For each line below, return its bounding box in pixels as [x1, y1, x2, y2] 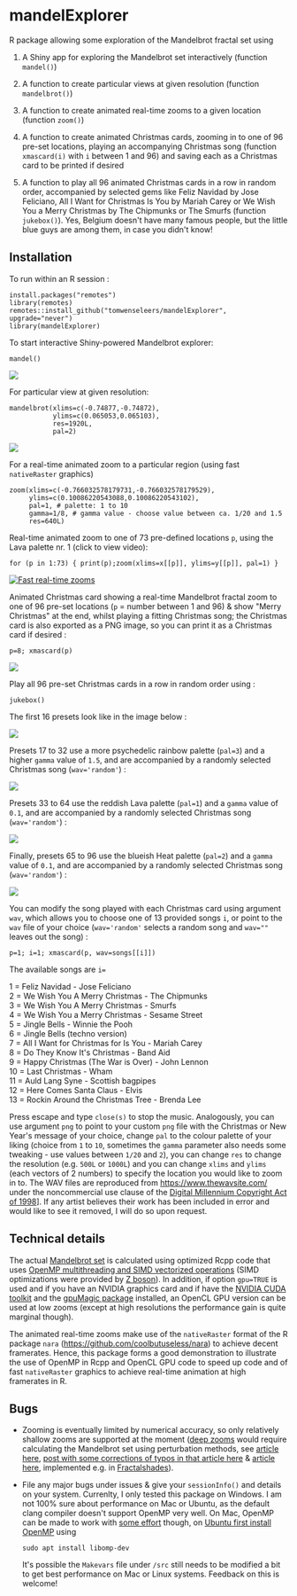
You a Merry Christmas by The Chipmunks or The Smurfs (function [21, 205, 267, 215]
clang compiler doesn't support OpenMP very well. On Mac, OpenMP [21, 1508, 275, 1519]
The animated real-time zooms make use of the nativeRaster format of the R [9, 1328, 288, 1339]
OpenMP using [21, 1527, 77, 1537]
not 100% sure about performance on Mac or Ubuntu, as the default [21, 1498, 270, 1509]
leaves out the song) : [9, 931, 88, 942]
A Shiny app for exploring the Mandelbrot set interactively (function [21, 51, 268, 62]
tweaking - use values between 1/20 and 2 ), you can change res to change [9, 1149, 282, 1160]
